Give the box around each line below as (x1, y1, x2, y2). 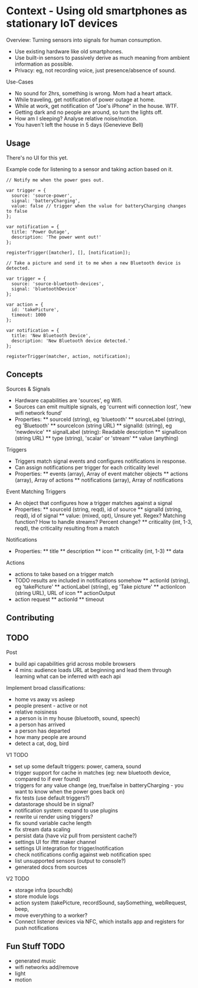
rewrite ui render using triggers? (14, 813, 93, 820)
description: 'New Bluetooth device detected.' (11, 338, 131, 344)
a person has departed (14, 727, 71, 734)
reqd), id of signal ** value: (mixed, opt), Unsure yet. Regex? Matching (14, 511, 186, 519)
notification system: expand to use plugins (14, 807, 118, 814)
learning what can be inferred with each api (14, 673, 121, 680)
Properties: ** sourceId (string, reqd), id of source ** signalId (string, (14, 506, 183, 513)
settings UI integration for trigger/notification (14, 845, 124, 852)
